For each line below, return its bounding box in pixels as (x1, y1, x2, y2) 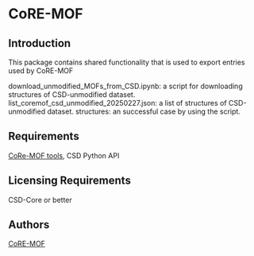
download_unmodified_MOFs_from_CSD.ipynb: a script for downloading (8, 81, 244, 91)
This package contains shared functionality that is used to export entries (8, 57, 245, 67)
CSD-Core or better (8, 195, 73, 204)
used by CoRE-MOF (8, 66, 74, 76)
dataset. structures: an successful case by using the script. (47, 107, 241, 116)
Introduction (8, 37, 71, 50)
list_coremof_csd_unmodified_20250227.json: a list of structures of (8, 99, 228, 107)
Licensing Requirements (8, 174, 131, 188)
